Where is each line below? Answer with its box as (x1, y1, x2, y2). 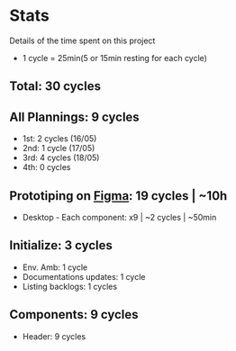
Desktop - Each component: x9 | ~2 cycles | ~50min (22, 211, 217, 222)
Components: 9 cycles (9, 307, 139, 322)
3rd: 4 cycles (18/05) (22, 152, 100, 163)
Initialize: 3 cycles (9, 238, 113, 253)
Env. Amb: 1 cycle (22, 262, 88, 273)
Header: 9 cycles (22, 330, 86, 342)
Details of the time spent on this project (9, 35, 156, 46)
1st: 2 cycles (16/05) (22, 133, 97, 144)
